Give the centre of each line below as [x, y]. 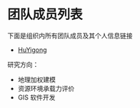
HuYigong [32, 50]
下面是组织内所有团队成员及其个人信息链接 [70, 36]
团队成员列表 [45, 15]
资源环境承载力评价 [46, 88]
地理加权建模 [36, 80]
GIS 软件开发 [36, 97]
